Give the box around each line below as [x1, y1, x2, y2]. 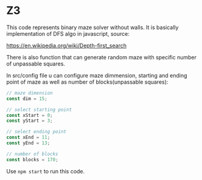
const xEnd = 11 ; [6, 135, 50, 141]
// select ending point [6, 128, 67, 135]
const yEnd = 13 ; [6, 140, 50, 146]
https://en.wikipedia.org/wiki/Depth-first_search [6, 42, 127, 49]
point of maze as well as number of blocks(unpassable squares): [6, 78, 169, 85]
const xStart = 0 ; [6, 112, 53, 118]
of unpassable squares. [6, 60, 66, 67]
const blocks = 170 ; [6, 156, 59, 162]
